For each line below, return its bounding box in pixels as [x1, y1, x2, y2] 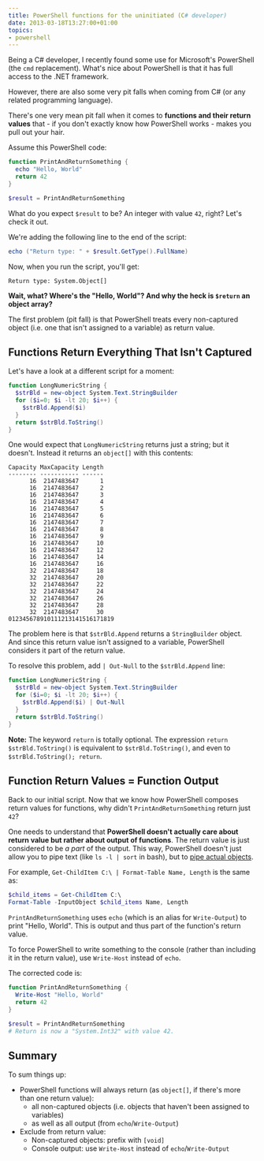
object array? [8, 299, 53, 308]
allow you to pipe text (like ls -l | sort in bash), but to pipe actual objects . [8, 852, 254, 861]
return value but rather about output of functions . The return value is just [8, 835, 250, 845]
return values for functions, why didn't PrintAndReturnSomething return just [8, 803, 251, 813]
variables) [31, 1111, 65, 1120]
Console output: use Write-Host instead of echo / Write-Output [31, 1144, 230, 1153]
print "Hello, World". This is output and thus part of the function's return [8, 921, 241, 931]
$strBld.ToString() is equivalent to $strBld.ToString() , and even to [8, 742, 231, 753]
